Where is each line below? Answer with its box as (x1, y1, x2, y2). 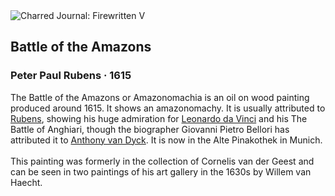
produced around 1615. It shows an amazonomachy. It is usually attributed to (10, 102, 326, 114)
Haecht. (10, 176, 43, 188)
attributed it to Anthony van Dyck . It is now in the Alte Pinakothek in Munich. (10, 134, 323, 146)
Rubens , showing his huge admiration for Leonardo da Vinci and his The (10, 112, 308, 124)
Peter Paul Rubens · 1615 (10, 69, 132, 83)
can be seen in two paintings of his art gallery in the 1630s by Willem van (10, 165, 312, 178)
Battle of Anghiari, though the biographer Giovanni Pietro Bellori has (10, 123, 290, 135)
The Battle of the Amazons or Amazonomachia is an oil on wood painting (10, 91, 310, 103)
